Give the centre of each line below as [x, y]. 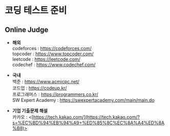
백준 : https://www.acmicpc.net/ [46, 82]
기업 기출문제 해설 [30, 111]
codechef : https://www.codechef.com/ [54, 65]
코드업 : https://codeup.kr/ [39, 88]
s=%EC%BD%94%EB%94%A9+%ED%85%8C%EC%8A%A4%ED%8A [88, 123]
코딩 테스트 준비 [36, 10]
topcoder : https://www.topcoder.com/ [53, 54]
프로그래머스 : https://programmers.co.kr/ [55, 94]
